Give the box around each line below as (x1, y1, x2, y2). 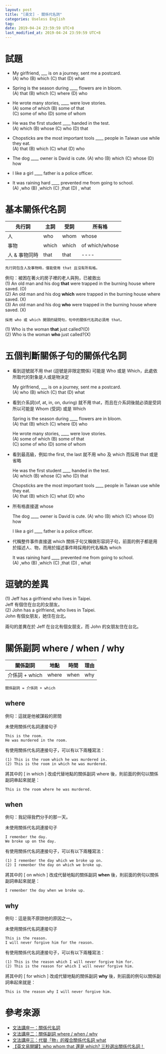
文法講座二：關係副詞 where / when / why (12, 1031, 98, 1037)
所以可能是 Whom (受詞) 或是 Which (12, 406, 86, 412)
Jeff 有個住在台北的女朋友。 (5, 601, 62, 607)
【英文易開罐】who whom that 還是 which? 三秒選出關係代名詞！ (12, 1044, 145, 1050)
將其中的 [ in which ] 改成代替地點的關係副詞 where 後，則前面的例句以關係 (5, 771, 159, 777)
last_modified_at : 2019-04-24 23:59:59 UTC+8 (5, 30, 101, 35)
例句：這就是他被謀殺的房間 (5, 713, 62, 719)
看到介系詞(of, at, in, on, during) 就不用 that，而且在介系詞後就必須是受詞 (12, 399, 162, 405)
